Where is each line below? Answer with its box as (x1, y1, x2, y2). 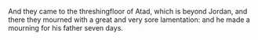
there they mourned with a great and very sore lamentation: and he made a (8, 15, 251, 24)
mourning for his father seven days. (8, 24, 124, 32)
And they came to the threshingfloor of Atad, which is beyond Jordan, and (8, 7, 248, 16)
